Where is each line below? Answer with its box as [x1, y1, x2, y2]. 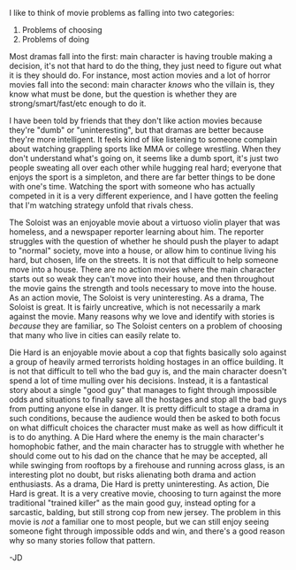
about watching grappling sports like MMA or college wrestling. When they [9, 143, 281, 154]
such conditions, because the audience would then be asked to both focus [9, 413, 281, 423]
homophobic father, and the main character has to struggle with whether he [9, 442, 285, 451]
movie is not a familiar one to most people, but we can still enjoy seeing [9, 517, 269, 527]
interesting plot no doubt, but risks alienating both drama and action [9, 469, 256, 480]
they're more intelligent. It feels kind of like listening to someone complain [9, 135, 277, 144]
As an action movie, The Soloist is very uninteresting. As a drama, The [9, 292, 265, 303]
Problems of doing [21, 35, 90, 44]
